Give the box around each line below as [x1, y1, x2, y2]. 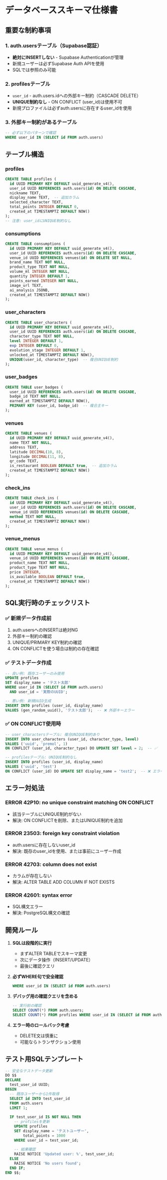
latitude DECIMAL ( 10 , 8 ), [9, 449, 64, 455]
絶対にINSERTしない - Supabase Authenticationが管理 [12, 54, 124, 60]
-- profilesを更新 [14, 1119, 50, 1124]
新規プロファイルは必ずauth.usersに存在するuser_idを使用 [12, 105, 132, 111]
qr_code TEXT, [9, 459, 39, 464]
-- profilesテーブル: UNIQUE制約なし [5, 755, 77, 760]
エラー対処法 [5, 784, 45, 792]
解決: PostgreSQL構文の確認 [12, 910, 71, 916]
